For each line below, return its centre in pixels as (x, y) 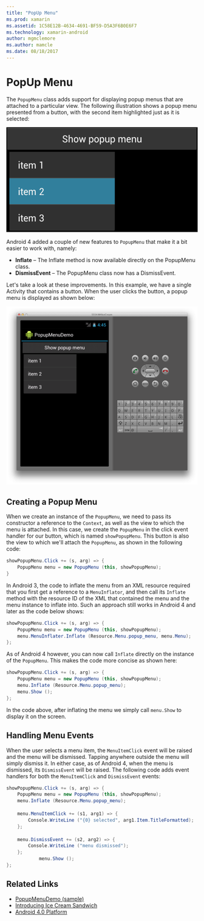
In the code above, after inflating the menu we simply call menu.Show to (94, 709)
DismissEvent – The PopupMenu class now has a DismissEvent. (95, 273)
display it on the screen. (36, 716)
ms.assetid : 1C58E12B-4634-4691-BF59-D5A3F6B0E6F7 (72, 26)
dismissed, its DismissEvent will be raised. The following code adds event (98, 770)
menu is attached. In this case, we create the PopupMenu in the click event (97, 530)
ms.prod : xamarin (28, 19)
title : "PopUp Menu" (32, 13)
